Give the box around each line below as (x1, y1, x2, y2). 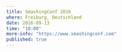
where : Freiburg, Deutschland (6, 14, 82, 20)
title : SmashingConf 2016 (6, 8, 71, 15)
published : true (6, 36, 47, 42)
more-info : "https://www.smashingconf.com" (6, 31, 117, 37)
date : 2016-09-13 (6, 20, 50, 26)
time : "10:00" (6, 25, 42, 32)
